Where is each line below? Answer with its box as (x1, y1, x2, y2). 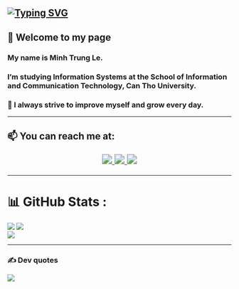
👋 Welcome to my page (7, 31, 112, 43)
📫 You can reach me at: (7, 130, 115, 142)
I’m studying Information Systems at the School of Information (7, 72, 228, 82)
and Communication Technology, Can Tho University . (7, 80, 197, 90)
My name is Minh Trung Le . (7, 53, 103, 63)
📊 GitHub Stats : (7, 194, 107, 210)
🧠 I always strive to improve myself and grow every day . (7, 100, 204, 110)
